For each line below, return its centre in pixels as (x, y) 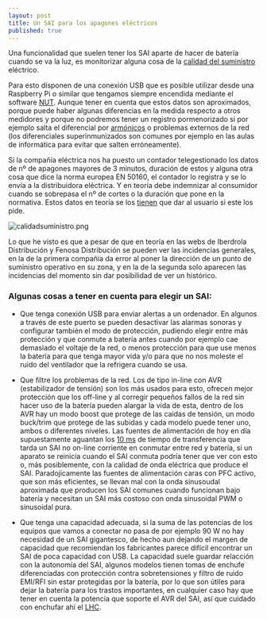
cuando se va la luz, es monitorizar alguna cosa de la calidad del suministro (132, 61)
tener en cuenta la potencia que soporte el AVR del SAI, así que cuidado (137, 598)
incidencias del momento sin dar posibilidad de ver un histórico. (113, 276)
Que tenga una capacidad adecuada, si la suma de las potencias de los (136, 522)
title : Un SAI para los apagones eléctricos (83, 23)
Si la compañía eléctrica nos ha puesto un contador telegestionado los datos (133, 160)
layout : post (30, 16)
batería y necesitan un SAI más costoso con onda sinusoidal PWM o (131, 498)
